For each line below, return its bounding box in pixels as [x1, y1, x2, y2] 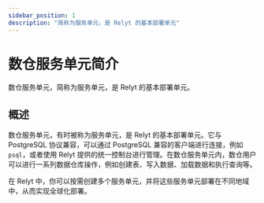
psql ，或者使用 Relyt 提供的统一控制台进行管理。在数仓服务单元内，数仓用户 [8, 150, 257, 160]
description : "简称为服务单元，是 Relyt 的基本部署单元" [8, 19, 180, 27]
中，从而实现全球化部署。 [8, 186, 91, 196]
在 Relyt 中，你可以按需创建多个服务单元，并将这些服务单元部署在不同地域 [8, 176, 250, 186]
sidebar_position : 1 [8, 11, 76, 20]
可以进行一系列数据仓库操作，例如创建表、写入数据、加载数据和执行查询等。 [8, 160, 257, 169]
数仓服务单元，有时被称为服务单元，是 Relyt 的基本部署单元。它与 [8, 131, 222, 140]
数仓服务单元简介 [8, 55, 120, 73]
